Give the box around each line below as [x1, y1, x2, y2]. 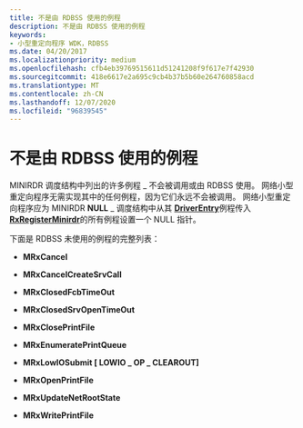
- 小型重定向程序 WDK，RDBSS [9, 38, 109, 48]
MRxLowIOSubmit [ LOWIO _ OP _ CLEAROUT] [22, 357, 200, 368]
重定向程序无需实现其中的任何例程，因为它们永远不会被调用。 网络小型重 [9, 192, 283, 203]
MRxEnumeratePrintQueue [22, 340, 127, 351]
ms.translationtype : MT [9, 81, 100, 90]
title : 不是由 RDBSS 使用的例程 [9, 13, 121, 23]
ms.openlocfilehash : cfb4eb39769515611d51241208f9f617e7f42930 [9, 65, 255, 74]
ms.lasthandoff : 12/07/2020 [9, 97, 116, 107]
